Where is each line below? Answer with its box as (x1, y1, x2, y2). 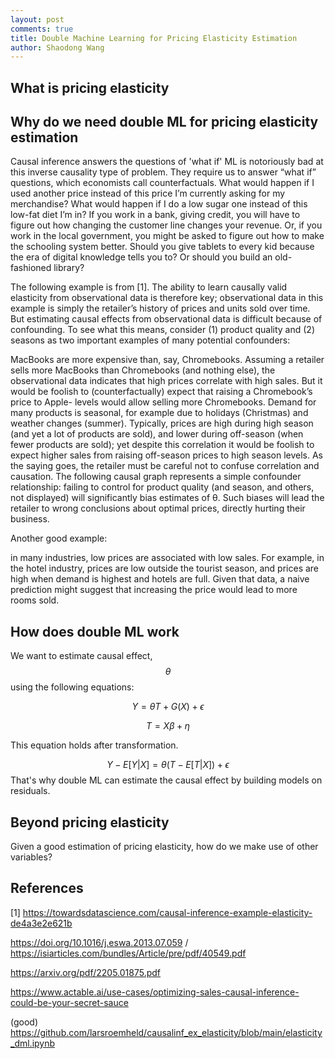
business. (10, 513, 50, 525)
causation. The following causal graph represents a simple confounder (10, 471, 302, 483)
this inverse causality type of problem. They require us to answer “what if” (10, 166, 317, 178)
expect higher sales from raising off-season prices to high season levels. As (10, 449, 323, 461)
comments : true (10, 24, 74, 34)
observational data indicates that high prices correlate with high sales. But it (10, 375, 323, 387)
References (10, 880, 84, 897)
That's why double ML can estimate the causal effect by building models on (10, 774, 323, 786)
